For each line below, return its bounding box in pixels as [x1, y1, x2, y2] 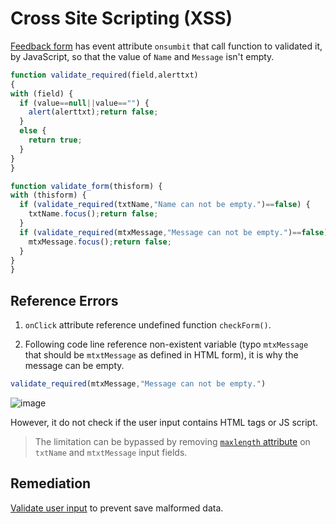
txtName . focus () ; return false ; [28, 209, 159, 219]
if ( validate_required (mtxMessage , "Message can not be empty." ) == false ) [19, 227, 329, 237]
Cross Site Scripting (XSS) [10, 7, 233, 30]
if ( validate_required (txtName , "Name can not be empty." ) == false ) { [19, 200, 311, 210]
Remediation [10, 475, 92, 492]
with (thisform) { [10, 190, 87, 201]
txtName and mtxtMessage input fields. [34, 447, 188, 458]
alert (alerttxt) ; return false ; [28, 107, 159, 117]
